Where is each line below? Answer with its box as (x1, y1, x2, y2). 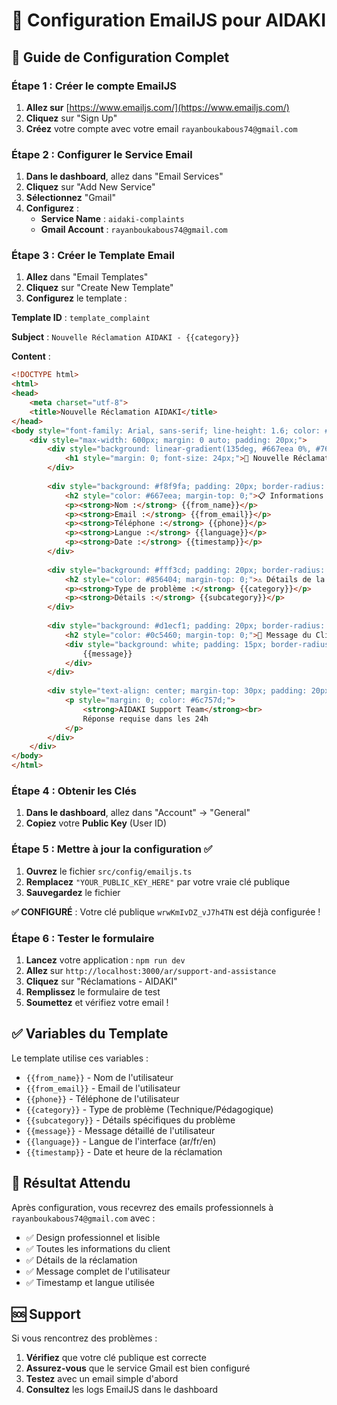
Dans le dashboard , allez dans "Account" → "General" (25, 807, 251, 819)
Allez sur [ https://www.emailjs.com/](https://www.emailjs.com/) (25, 101, 290, 113)
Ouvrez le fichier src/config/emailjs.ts (25, 865, 193, 877)
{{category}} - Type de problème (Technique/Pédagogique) (25, 1103, 274, 1115)
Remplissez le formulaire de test (25, 985, 161, 998)
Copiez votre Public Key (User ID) (25, 817, 168, 829)
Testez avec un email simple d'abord (25, 1373, 179, 1385)
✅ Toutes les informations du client (25, 1242, 171, 1254)
